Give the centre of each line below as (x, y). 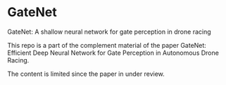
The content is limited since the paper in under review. (86, 74)
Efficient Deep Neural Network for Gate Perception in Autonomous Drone (113, 53)
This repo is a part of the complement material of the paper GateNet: (107, 45)
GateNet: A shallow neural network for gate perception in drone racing (109, 32)
